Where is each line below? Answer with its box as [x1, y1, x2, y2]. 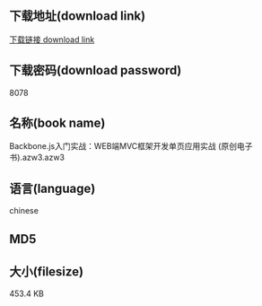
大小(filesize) [9, 264, 83, 280]
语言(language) [9, 180, 96, 196]
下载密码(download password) [9, 63, 182, 78]
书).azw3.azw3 [9, 152, 65, 163]
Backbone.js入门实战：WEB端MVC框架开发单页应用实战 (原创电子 [9, 141, 253, 152]
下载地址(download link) [9, 8, 146, 24]
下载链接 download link [9, 34, 95, 45]
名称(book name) [9, 116, 106, 131]
